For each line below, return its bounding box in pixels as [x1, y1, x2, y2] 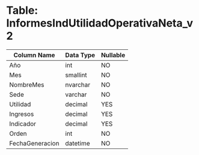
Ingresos [9, 109, 34, 118]
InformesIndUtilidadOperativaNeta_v [6, 16, 194, 30]
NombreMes [9, 81, 44, 89]
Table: [6, 4, 38, 17]
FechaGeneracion [9, 139, 60, 147]
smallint [65, 70, 87, 79]
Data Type [65, 50, 96, 59]
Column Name [13, 50, 55, 59]
